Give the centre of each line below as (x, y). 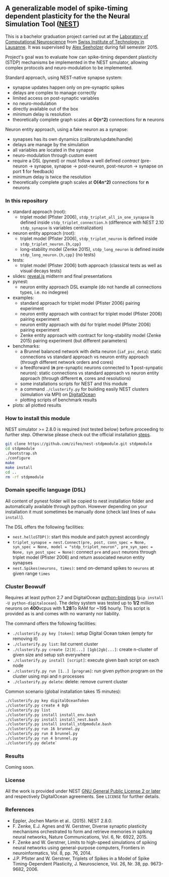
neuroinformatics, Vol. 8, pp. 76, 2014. (52, 853)
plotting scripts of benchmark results (59, 400)
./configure (18, 458)
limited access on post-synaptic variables (56, 98)
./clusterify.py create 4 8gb (37, 705)
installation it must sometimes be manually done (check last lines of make (81, 512)
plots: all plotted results (37, 405)
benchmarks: (26, 346)
